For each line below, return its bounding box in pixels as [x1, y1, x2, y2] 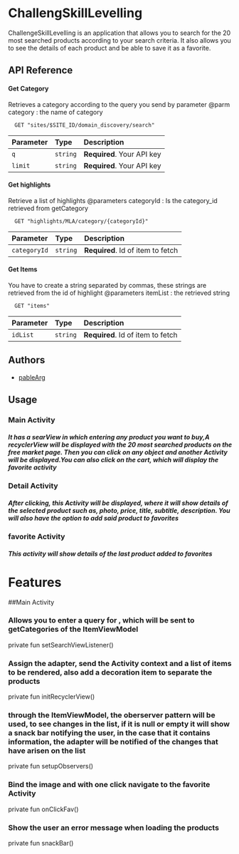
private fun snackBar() [8, 839, 74, 848]
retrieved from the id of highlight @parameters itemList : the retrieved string [8, 288, 230, 297]
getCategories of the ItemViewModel [8, 625, 139, 635]
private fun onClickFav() [8, 805, 79, 813]
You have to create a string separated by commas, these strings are [8, 281, 207, 289]
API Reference [8, 64, 73, 76]
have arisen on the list [8, 746, 86, 756]
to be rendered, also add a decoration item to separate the [8, 667, 213, 677]
